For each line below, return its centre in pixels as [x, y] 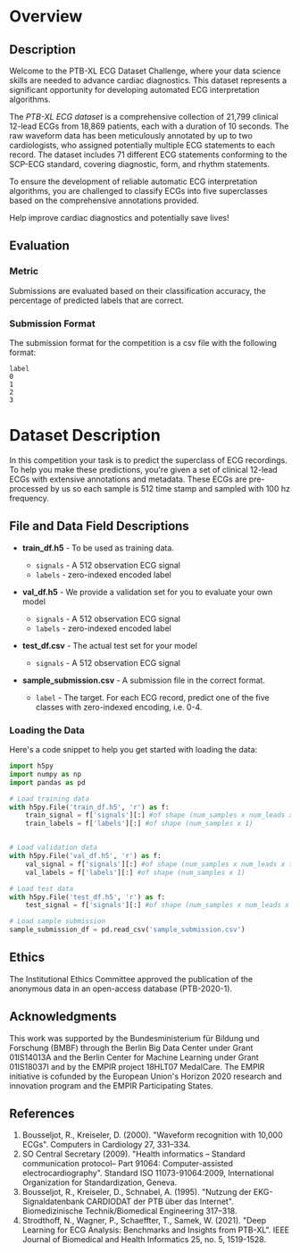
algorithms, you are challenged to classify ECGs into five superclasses [138, 191]
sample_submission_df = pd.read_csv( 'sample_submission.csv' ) [127, 930]
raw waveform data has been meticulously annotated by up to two [131, 135]
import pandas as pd [48, 782]
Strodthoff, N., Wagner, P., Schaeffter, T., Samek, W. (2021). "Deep [144, 1221]
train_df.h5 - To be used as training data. [98, 548]
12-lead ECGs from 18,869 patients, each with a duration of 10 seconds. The [149, 126]
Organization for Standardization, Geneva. [100, 1182]
